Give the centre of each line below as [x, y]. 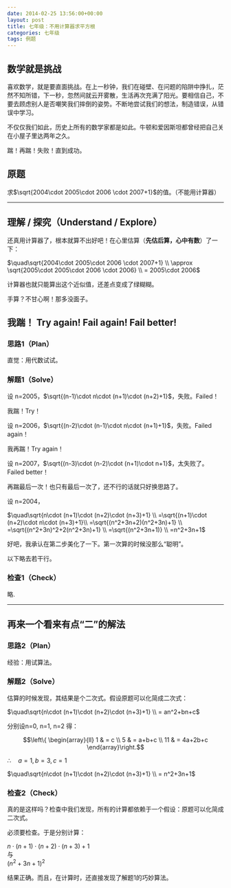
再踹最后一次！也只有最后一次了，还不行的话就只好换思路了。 [95, 486]
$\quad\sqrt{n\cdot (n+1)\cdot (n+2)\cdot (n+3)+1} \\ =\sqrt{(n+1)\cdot [107, 515]
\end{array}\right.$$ [115, 747]
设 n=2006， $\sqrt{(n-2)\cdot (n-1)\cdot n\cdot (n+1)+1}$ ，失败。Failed [109, 425]
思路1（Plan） [30, 344]
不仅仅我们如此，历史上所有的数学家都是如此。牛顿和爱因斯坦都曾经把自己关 [115, 127]
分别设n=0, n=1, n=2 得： [43, 726]
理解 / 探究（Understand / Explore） [85, 222]
